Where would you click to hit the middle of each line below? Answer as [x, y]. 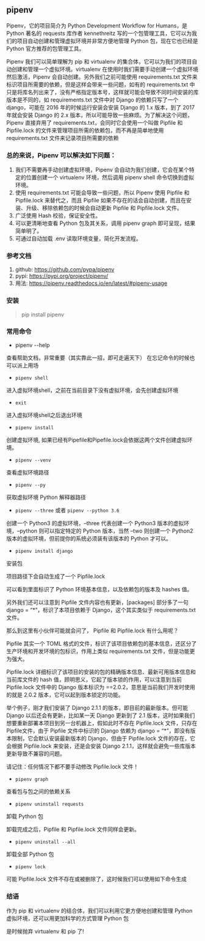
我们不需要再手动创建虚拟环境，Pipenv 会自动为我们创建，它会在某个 [102, 170]
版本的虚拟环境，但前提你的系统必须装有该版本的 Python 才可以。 [89, 538]
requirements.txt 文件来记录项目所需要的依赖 [63, 138]
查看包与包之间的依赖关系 [38, 792]
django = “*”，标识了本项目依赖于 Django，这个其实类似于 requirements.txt [101, 610]
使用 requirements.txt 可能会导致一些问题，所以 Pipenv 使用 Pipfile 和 [102, 193]
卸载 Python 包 [25, 816]
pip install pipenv [43, 314]
